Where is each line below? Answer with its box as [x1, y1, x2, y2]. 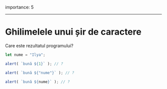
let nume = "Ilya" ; [5, 52, 46, 57]
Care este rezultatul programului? [5, 42, 74, 49]
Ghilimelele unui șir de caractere [5, 26, 142, 38]
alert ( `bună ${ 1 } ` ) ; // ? [5, 61, 64, 66]
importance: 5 [5, 4, 34, 10]
